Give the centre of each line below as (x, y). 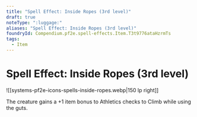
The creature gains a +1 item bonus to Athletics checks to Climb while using (99, 102)
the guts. (17, 108)
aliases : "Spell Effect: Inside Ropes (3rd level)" (71, 28)
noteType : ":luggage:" (34, 22)
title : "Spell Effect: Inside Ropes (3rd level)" (69, 12)
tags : (13, 39)
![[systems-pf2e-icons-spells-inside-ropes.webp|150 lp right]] (82, 90)
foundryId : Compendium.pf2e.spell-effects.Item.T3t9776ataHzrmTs (88, 34)
